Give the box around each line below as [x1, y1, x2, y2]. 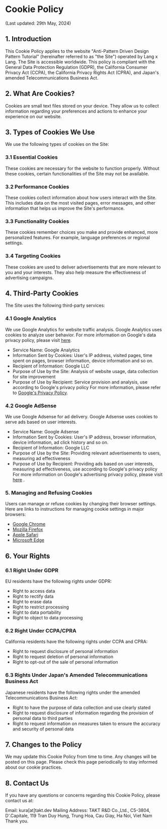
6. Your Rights [5, 551, 50, 560]
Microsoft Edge [12, 537, 45, 543]
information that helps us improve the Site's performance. [5, 205, 125, 211]
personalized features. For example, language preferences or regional [5, 235, 150, 241]
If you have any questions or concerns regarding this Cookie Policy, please [5, 792, 160, 798]
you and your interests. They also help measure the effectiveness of [5, 269, 146, 275]
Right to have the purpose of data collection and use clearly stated [12, 704, 151, 710]
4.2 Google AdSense [5, 402, 57, 409]
